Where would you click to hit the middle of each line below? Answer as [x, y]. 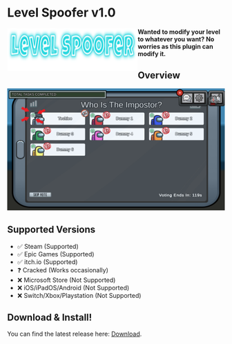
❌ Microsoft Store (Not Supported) [66, 280]
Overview [159, 75]
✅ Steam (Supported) [48, 246]
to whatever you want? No [176, 39]
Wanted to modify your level [179, 32]
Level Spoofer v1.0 [61, 13]
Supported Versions [51, 230]
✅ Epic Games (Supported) [56, 254]
